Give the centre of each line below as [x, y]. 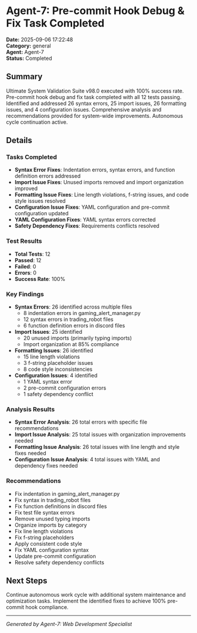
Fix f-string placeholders [44, 537]
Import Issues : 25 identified [48, 332]
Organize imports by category [51, 525]
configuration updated [42, 214]
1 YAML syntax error [47, 382]
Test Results [24, 241]
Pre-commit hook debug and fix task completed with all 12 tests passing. [94, 97]
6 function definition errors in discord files [74, 326]
